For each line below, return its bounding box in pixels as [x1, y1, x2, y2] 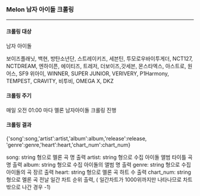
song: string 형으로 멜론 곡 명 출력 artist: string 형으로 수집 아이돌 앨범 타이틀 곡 [6, 154, 193, 161]
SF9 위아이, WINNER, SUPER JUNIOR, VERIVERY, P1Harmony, [18, 70, 170, 77]
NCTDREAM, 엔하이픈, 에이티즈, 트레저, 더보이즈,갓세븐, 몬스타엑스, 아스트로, [6, 62, 186, 69]
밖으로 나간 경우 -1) [6, 183, 51, 191]
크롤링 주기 [6, 92, 32, 99]
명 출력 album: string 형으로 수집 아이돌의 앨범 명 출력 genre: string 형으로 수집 [6, 161, 192, 168]
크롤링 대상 [6, 27, 32, 35]
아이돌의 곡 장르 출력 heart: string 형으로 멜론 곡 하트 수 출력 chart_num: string [6, 169, 192, 176]
